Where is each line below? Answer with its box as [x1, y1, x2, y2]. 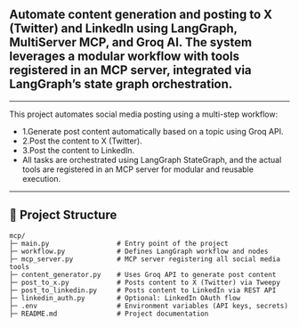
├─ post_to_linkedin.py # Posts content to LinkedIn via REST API [9, 285, 277, 295]
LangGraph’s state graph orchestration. [9, 77, 233, 92]
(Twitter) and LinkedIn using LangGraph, [9, 21, 238, 37]
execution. [21, 173, 61, 184]
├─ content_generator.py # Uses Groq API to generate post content [9, 270, 277, 279]
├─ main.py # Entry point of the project [9, 239, 229, 248]
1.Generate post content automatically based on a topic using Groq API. [21, 126, 284, 136]
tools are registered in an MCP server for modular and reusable [21, 164, 254, 175]
